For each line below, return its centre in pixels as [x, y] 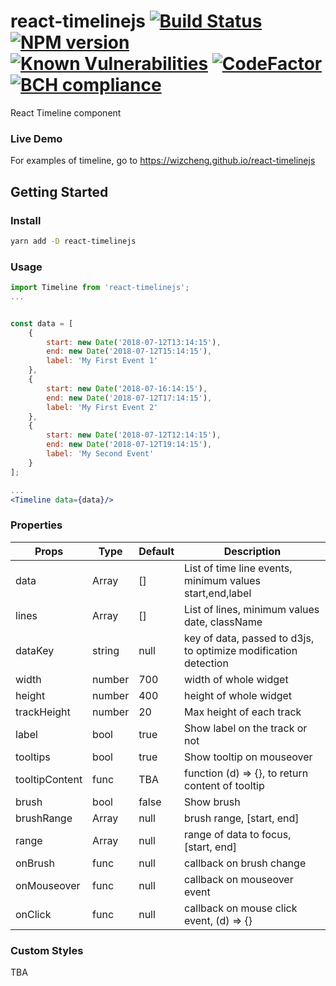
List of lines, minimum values [252, 609]
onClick [33, 914]
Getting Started [59, 191]
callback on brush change [245, 863]
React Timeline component [66, 112]
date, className [223, 622]
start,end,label [218, 593]
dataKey [35, 650]
